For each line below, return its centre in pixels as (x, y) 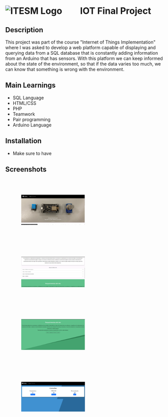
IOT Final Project (116, 11)
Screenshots (26, 170)
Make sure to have (32, 153)
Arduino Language (32, 125)
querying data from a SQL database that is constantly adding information (82, 53)
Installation (23, 141)
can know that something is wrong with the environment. (65, 69)
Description (24, 30)
